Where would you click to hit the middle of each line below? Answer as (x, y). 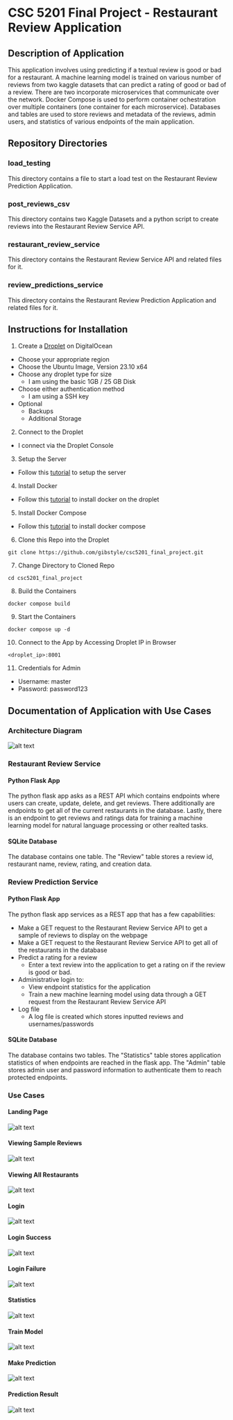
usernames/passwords (61, 1024)
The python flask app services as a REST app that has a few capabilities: (112, 914)
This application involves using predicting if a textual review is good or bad (115, 70)
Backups (41, 411)
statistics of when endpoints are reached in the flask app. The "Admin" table (117, 1063)
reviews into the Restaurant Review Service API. (76, 226)
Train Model (26, 1331)
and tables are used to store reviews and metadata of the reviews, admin (112, 114)
